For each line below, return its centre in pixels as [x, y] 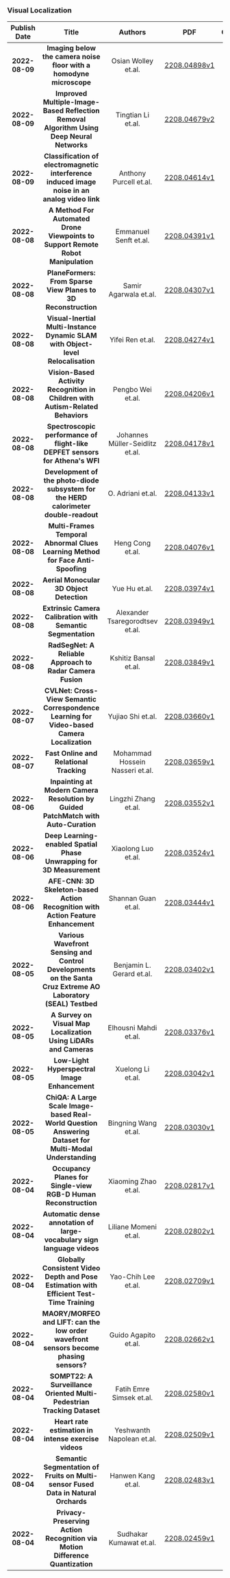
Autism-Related [71, 407]
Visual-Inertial [71, 318]
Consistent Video [71, 1268]
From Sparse [72, 281]
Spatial [86, 844]
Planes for [72, 1177]
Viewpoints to [71, 236]
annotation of [72, 1222]
